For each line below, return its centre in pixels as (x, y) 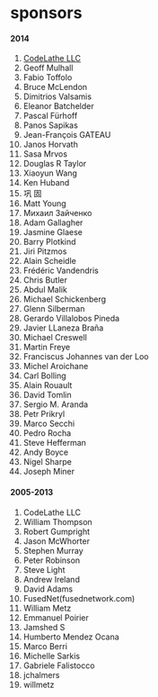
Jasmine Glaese (53, 232)
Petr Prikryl (44, 414)
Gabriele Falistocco (59, 665)
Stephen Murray (53, 550)
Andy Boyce (46, 452)
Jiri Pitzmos (45, 251)
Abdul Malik (45, 290)
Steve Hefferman (54, 443)
